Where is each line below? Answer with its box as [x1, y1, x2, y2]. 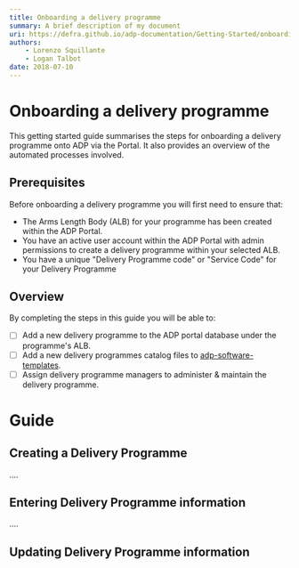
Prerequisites [9, 175, 85, 191]
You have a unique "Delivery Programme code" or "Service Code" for [21, 254, 278, 264]
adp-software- [199, 349, 254, 361]
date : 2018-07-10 [9, 63, 74, 72]
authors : [9, 37, 42, 47]
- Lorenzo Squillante [25, 46, 105, 55]
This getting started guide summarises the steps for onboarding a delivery [9, 130, 282, 141]
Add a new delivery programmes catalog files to [21, 349, 198, 361]
